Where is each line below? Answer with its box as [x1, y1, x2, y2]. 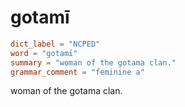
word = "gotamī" [10, 48, 78, 58]
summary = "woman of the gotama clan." [10, 57, 177, 68]
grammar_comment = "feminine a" [10, 67, 145, 77]
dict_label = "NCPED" [10, 39, 101, 49]
